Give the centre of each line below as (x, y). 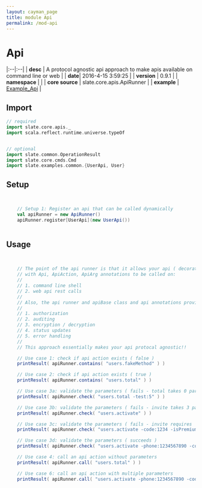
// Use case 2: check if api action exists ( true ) (84, 375)
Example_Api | (24, 89)
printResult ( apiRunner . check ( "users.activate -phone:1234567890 (102, 446)
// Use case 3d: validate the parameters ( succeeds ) (87, 440)
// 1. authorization (43, 314)
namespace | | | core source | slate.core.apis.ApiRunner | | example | (93, 83)
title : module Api (29, 17)
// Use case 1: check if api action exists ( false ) (86, 358)
